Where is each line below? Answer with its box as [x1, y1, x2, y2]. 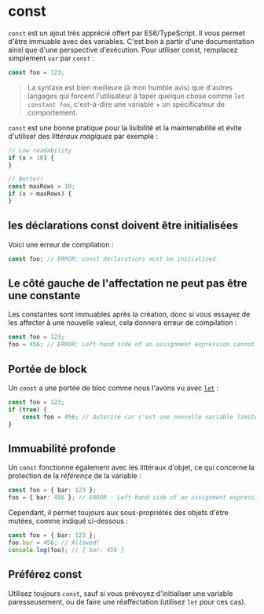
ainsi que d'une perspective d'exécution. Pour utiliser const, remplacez [8, 45, 238, 54]
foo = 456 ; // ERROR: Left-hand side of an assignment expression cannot [8, 341, 255, 349]
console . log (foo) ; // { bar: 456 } [8, 546, 125, 554]
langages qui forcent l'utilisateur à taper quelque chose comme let [27, 91, 245, 101]
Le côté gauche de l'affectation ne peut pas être [8, 277, 247, 291]
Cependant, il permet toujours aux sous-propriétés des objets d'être [8, 508, 229, 517]
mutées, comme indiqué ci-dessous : [8, 517, 128, 526]
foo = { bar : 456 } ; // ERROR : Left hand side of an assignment [8, 494, 226, 502]
